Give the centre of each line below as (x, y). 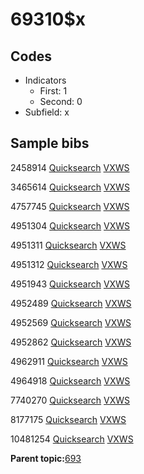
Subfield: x (47, 112)
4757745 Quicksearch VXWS (70, 206)
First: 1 (53, 91)
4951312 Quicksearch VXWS (69, 264)
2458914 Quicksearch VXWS (70, 167)
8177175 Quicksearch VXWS (68, 419)
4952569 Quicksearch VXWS (71, 322)
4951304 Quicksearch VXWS (70, 225)
